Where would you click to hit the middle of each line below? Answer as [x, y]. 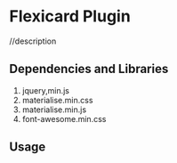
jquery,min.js [45, 90]
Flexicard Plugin [70, 16]
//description [33, 41]
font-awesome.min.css [64, 118]
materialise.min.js [54, 110]
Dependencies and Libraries [89, 69]
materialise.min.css [57, 100]
